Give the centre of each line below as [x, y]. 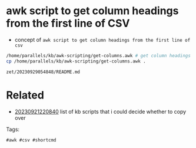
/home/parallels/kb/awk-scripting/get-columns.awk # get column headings [99, 55]
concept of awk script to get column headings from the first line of [102, 40]
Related [25, 95]
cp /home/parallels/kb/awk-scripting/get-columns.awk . [76, 61]
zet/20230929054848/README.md [43, 72]
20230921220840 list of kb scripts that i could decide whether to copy [100, 111]
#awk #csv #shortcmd [31, 140]
